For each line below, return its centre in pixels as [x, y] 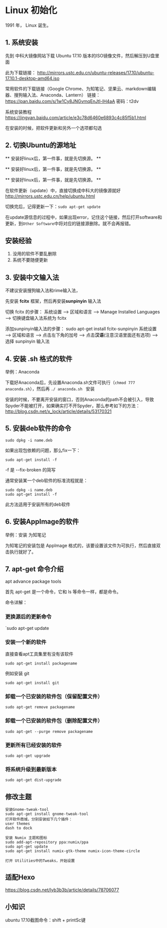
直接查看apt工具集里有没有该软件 [39, 654]
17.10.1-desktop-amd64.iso [32, 78]
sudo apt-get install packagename [41, 664]
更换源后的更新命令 [28, 617]
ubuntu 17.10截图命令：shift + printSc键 [46, 920]
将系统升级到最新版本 [31, 769]
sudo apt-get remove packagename [40, 707]
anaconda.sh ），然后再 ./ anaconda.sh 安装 [50, 389]
